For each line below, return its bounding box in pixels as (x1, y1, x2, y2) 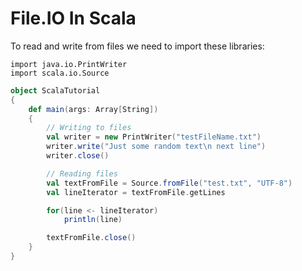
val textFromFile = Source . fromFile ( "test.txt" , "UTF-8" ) (46, 178, 293, 188)
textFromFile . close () (46, 233, 137, 243)
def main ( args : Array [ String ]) (28, 104, 159, 114)
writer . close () (46, 151, 110, 161)
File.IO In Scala (10, 7, 137, 30)
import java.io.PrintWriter (10, 59, 128, 69)
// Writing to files (46, 123, 132, 133)
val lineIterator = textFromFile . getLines (46, 187, 226, 197)
